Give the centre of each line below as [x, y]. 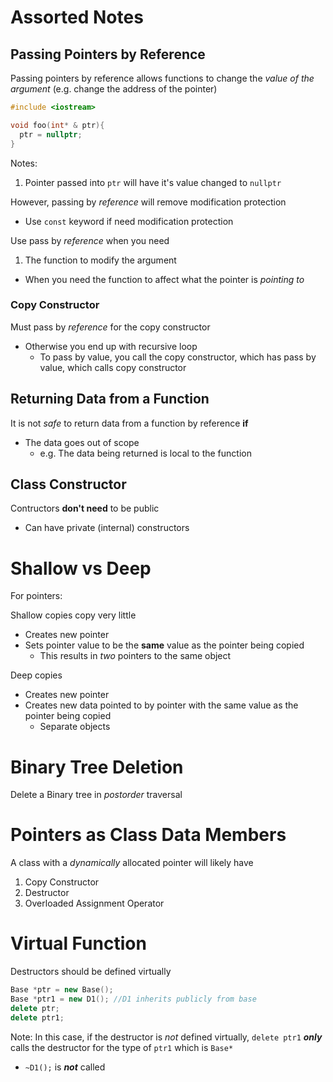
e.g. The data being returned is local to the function [145, 453]
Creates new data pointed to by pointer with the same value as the [161, 705]
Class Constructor [68, 484]
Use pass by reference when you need [90, 240]
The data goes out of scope [82, 442]
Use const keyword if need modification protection [129, 221]
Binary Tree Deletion [97, 767]
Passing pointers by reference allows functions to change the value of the [162, 78]
